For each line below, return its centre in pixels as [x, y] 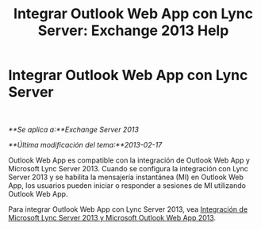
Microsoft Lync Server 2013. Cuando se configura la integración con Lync [128, 168]
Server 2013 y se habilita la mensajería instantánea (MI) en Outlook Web [126, 177]
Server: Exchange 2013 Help [133, 31]
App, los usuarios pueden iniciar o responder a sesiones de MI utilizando [127, 185]
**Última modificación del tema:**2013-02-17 [85, 144]
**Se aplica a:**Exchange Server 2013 [73, 129]
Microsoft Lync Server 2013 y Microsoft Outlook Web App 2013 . [112, 217]
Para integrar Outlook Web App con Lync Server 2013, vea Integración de [128, 209]
